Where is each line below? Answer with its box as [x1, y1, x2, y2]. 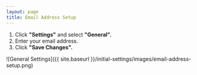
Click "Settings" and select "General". [14, 31, 112, 38]
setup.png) [6, 61, 34, 69]
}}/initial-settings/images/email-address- [90, 55, 192, 62]
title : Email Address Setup [6, 14, 77, 20]
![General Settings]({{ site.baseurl [6, 55, 90, 62]
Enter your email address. [14, 37, 78, 44]
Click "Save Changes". [14, 43, 73, 51]
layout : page [6, 8, 39, 15]
